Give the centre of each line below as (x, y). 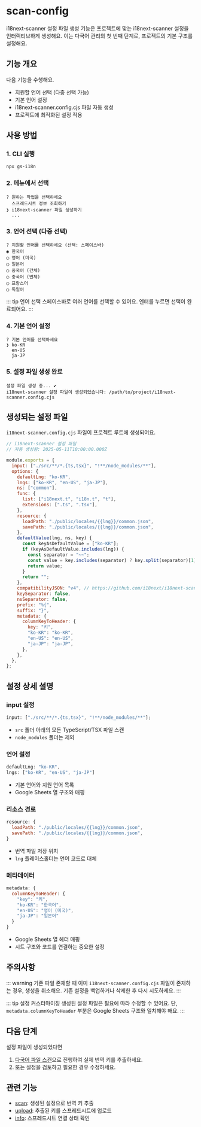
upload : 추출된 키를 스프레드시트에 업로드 (63, 1111)
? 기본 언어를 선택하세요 (32, 340)
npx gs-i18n (21, 167)
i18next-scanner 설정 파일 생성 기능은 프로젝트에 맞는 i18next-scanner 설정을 (98, 28)
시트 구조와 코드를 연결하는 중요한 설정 (60, 947)
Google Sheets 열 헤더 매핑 (47, 939)
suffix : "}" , (33, 610)
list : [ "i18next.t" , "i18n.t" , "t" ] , (69, 499)
